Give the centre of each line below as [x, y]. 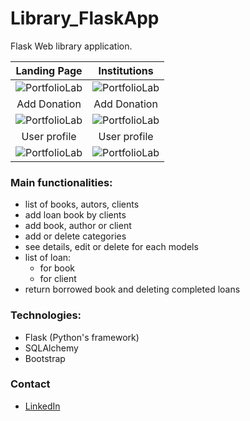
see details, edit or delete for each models [111, 247]
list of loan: [48, 258]
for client [58, 279]
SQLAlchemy [51, 348]
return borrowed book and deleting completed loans [132, 289]
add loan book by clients [75, 215]
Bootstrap [45, 358]
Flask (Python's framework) [82, 337]
